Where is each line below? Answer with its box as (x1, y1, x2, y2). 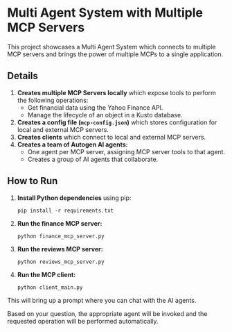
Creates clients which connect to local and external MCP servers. (17, 133, 206, 141)
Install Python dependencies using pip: (17, 193, 132, 202)
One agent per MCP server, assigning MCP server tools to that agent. (27, 147, 226, 156)
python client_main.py (17, 283, 83, 291)
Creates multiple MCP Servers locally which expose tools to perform (17, 88, 216, 97)
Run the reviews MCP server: (17, 244, 103, 253)
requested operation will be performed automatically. (7, 317, 159, 325)
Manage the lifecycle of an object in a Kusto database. (27, 110, 183, 119)
